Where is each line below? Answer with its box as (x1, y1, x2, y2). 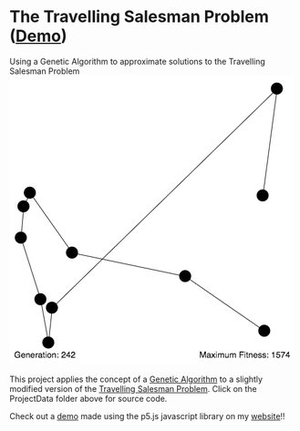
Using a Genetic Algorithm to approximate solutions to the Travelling (9, 56, 266, 67)
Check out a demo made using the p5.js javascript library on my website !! (9, 410, 285, 421)
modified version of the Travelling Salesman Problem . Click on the (9, 383, 257, 394)
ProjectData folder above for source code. (9, 393, 168, 404)
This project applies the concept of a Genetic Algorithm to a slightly (9, 374, 263, 385)
